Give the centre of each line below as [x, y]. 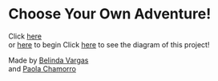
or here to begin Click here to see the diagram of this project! [109, 44]
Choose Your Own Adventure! [110, 14]
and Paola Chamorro [42, 68]
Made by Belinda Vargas [48, 60]
